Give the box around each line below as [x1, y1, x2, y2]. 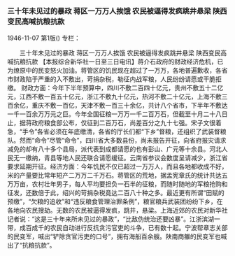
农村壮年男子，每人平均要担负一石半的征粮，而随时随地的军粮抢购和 [31, 180, 228, 188]
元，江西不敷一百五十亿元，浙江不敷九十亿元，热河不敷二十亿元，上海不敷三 [7, 92, 228, 101]
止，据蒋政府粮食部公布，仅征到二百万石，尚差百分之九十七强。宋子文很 [7, 119, 215, 127]
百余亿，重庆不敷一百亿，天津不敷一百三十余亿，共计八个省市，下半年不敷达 [7, 101, 228, 110]
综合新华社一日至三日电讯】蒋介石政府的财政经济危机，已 [57, 57, 224, 66]
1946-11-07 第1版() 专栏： [7, 34, 80, 43]
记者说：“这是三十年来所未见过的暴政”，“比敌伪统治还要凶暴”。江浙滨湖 [7, 215, 215, 223]
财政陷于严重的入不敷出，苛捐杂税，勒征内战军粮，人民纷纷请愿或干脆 [13, 75, 215, 83]
